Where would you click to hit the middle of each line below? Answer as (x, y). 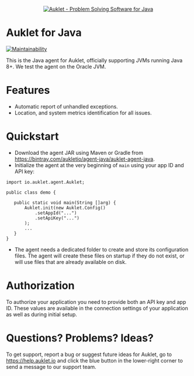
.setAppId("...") (56, 213)
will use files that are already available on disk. (70, 262)
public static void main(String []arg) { (65, 202)
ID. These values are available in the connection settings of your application (97, 308)
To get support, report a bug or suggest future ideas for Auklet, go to (89, 354)
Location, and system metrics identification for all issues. (83, 113)
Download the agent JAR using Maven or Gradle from (79, 153)
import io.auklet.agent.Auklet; (45, 182)
